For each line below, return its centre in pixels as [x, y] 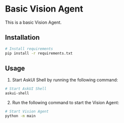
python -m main [20, 116]
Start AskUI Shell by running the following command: [65, 80]
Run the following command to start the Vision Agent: [65, 103]
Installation [22, 38]
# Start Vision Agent [27, 112]
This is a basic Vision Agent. [33, 22]
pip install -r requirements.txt [39, 53]
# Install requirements [29, 49]
